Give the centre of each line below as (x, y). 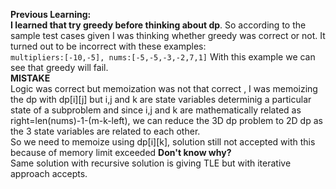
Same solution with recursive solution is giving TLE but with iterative (151, 163)
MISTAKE (30, 78)
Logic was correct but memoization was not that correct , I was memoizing (164, 88)
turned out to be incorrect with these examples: (108, 46)
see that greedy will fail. (59, 67)
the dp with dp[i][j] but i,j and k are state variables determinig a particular (161, 99)
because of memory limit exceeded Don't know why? (121, 152)
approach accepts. (49, 173)
